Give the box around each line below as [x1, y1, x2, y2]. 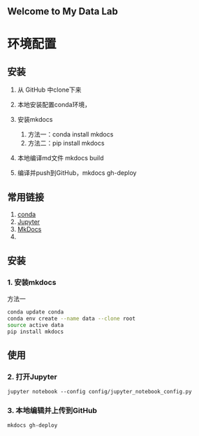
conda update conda [7, 308, 64, 316]
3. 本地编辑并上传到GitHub [7, 406, 98, 415]
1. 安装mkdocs [7, 277, 57, 287]
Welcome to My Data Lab [7, 6, 119, 17]
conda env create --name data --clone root [7, 315, 136, 322]
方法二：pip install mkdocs [27, 139, 105, 148]
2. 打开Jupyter [7, 372, 57, 381]
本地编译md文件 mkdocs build [17, 154, 104, 162]
